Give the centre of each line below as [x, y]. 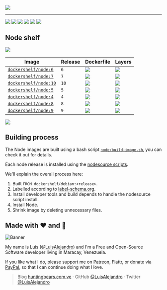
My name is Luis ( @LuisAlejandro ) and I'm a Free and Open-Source [74, 247]
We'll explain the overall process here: [44, 174]
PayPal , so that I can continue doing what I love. [54, 267]
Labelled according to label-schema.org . [54, 189]
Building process [32, 137]
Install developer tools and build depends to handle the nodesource [81, 194]
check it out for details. [29, 154]
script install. [25, 199]
